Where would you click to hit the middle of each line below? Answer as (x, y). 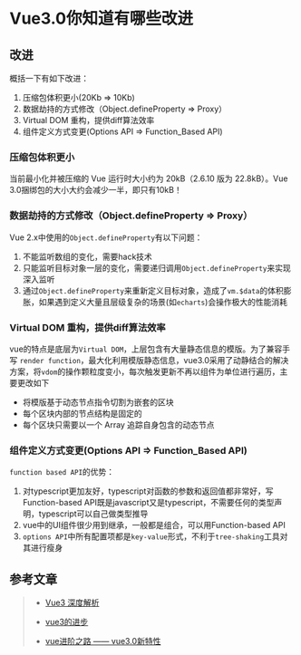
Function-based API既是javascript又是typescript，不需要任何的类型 (148, 503)
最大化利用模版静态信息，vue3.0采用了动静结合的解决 (189, 360)
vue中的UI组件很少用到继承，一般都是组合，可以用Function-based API (154, 525)
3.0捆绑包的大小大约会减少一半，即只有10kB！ (96, 190)
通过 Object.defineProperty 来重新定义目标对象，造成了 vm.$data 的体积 (153, 290)
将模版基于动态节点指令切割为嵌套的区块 (98, 402)
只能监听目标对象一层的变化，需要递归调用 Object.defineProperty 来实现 (157, 267)
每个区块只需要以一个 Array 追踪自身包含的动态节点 (118, 424)
